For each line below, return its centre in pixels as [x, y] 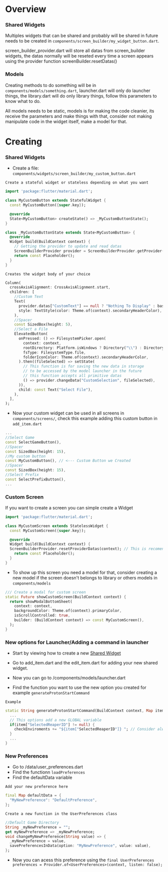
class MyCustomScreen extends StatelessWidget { [57, 526]
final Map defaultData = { [33, 795]
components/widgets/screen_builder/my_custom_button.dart [74, 174]
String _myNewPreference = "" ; [38, 827]
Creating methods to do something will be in [51, 85]
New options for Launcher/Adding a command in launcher [77, 642]
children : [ [22, 292]
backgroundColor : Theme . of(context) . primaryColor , [68, 611]
